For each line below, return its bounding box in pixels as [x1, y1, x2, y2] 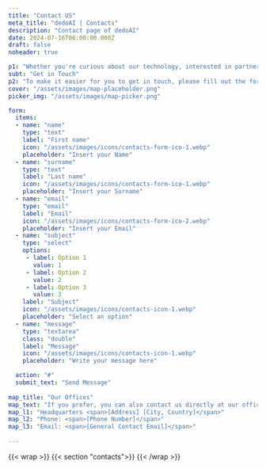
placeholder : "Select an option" [22, 313, 133, 321]
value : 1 [32, 261, 62, 269]
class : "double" [22, 334, 77, 343]
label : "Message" [22, 342, 80, 350]
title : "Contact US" [8, 11, 77, 20]
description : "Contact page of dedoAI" [8, 26, 140, 34]
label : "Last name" [22, 173, 87, 181]
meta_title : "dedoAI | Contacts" [8, 19, 119, 27]
